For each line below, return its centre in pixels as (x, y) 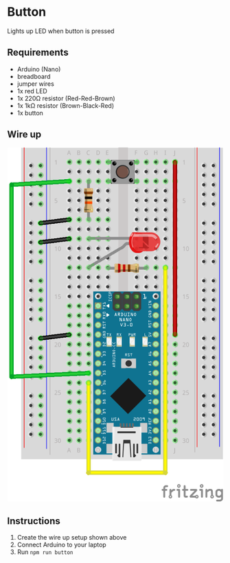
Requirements (38, 53)
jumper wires (36, 84)
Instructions (34, 521)
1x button (30, 113)
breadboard (34, 76)
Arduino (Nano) (39, 69)
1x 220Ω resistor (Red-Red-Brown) (66, 98)
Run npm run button (45, 552)
